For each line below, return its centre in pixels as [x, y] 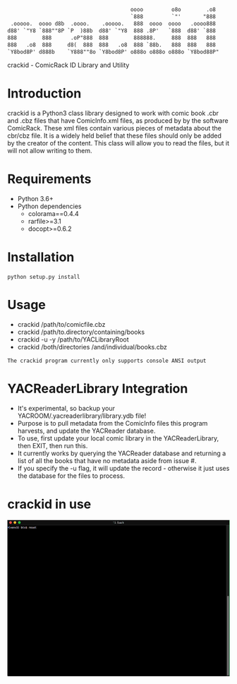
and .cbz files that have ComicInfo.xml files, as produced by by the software [118, 120]
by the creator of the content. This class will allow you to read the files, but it [119, 143]
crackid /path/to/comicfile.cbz [61, 324]
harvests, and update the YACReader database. [86, 431]
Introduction [44, 94]
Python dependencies [49, 206]
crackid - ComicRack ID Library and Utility [68, 65]
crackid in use [49, 504]
